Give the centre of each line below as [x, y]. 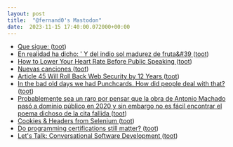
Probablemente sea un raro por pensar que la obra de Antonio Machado [121, 99]
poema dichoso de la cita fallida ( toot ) [72, 113]
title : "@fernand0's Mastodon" [54, 20]
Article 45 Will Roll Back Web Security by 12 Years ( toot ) [99, 76]
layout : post [26, 14]
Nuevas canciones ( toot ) [53, 69]
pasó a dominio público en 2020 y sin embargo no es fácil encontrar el [120, 106]
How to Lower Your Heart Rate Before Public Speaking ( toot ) [105, 62]
